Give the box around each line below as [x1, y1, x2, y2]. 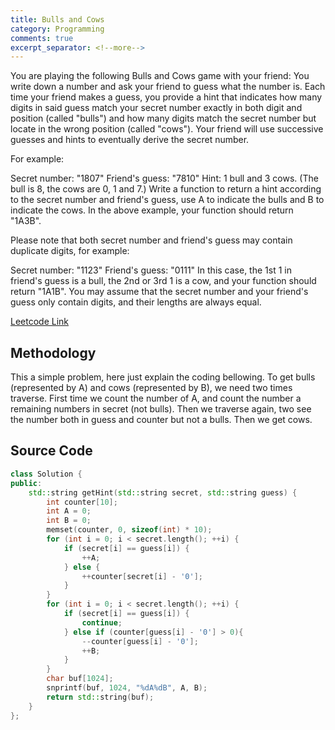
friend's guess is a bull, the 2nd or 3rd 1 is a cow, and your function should [10, 275, 317, 287]
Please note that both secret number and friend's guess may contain [10, 234, 293, 246]
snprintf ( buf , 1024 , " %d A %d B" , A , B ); [46, 683, 208, 693]
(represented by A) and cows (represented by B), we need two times [10, 382, 293, 394]
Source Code [10, 442, 93, 460]
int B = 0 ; [46, 516, 92, 526]
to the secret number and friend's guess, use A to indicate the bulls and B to [10, 194, 325, 206]
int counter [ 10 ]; [46, 497, 118, 507]
